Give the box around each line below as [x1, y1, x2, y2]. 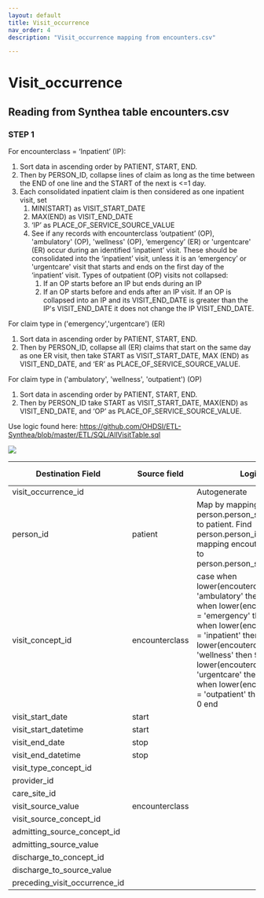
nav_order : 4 [8, 26, 51, 34]
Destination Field [35, 468, 101, 479]
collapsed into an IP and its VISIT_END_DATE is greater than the [42, 295, 249, 305]
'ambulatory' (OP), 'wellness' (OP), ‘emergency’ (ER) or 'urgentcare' [31, 237, 251, 247]
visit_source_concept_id [12, 814, 101, 825]
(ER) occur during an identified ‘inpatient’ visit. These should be [31, 245, 238, 255]
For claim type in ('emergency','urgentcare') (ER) [8, 319, 166, 328]
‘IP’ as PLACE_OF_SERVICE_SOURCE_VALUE [31, 221, 175, 230]
